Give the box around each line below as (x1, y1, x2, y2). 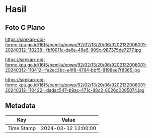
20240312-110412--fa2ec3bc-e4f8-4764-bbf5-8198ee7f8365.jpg (5, 67, 140, 73)
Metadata (5, 102, 36, 110)
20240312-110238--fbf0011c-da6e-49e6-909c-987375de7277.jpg (5, 47, 142, 53)
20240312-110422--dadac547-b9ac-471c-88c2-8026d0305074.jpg (5, 87, 145, 93)
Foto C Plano (5, 23, 45, 32)
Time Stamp (7, 125, 36, 132)
